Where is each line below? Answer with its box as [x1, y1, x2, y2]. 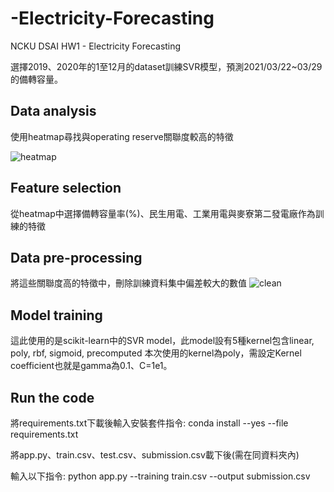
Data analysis [10, 103, 97, 120]
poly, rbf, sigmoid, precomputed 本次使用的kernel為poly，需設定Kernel [10, 347, 302, 359]
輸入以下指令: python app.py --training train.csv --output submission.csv [10, 470, 311, 482]
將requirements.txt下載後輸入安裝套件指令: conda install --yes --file [10, 417, 289, 429]
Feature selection [10, 180, 122, 197]
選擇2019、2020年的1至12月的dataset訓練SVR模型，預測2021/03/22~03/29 [10, 60, 323, 72]
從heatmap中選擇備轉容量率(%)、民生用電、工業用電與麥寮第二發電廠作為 [10, 207, 316, 219]
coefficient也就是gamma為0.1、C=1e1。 [10, 360, 173, 372]
